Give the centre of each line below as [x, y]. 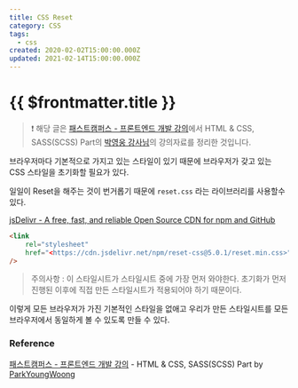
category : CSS [35, 26]
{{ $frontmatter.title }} [93, 103]
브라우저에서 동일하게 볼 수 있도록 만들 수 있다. [90, 320]
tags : [19, 34]
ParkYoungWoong [42, 374]
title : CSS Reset [41, 17]
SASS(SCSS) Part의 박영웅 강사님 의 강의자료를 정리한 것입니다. [141, 142]
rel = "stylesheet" [57, 244]
